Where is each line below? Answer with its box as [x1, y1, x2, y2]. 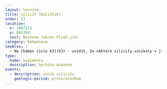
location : [5, 21, 26, 26]
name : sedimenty [9, 58, 43, 63]
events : [5, 67, 21, 72]
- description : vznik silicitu [9, 72, 75, 77]
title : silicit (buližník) [5, 12, 61, 17]
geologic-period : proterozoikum [14, 76, 81, 81]
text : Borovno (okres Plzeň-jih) [9, 35, 79, 40]
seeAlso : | [5, 44, 28, 49]
